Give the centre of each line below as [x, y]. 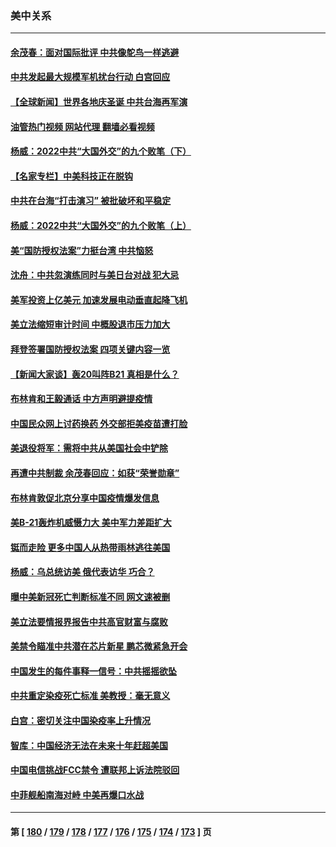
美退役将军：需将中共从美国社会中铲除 [89, 448]
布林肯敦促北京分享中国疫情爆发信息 [85, 498]
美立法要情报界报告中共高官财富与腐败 [89, 621]
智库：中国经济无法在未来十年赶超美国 [89, 745]
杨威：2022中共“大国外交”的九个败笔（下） [101, 151]
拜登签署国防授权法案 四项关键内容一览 [90, 349]
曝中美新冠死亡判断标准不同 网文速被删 [90, 596]
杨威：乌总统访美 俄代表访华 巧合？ [82, 572]
